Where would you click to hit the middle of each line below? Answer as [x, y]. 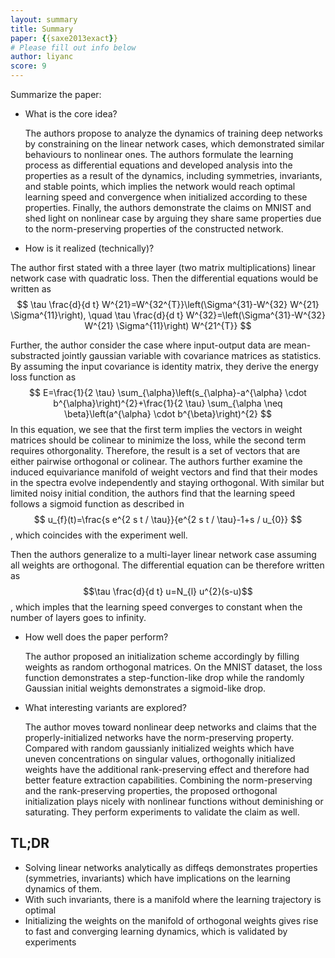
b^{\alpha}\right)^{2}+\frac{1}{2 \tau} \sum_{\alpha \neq [168, 403]
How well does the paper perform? [96, 637]
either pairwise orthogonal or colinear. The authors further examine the [156, 461]
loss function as [43, 377]
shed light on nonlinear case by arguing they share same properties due [173, 218]
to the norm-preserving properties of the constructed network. [154, 229]
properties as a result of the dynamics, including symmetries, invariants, [173, 175]
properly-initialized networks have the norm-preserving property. [159, 737]
